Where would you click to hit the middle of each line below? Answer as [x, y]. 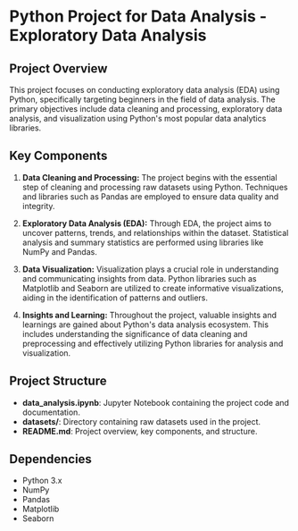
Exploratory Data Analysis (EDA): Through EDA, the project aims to [147, 223]
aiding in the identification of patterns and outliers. [115, 298]
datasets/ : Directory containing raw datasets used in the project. [141, 421]
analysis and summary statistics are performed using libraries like [143, 242]
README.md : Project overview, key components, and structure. [140, 431]
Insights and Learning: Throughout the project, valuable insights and [149, 315]
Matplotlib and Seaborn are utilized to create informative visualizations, [153, 288]
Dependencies [50, 459]
